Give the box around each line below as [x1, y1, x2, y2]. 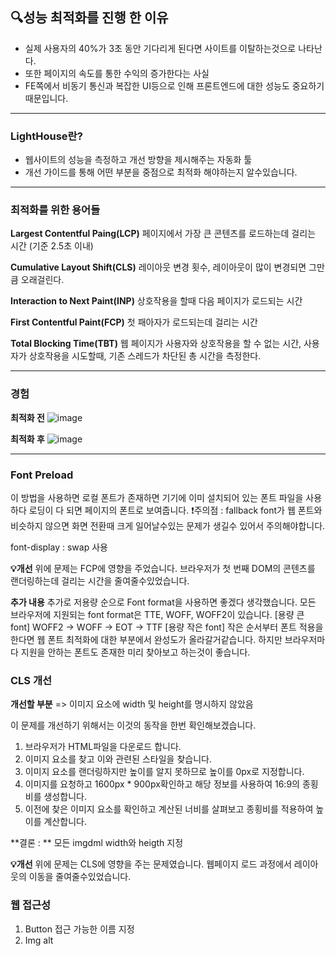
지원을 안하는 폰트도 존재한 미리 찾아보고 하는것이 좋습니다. [20, 646, 251, 658]
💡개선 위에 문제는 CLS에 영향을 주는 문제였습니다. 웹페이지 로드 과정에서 [10, 858, 292, 870]
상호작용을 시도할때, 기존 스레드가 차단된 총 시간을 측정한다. [28, 350, 262, 362]
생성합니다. [43, 791, 87, 803]
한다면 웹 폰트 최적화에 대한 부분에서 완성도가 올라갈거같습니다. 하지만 [10, 634, 283, 645]
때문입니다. [24, 92, 69, 104]
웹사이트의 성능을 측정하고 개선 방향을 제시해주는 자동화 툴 [24, 154, 253, 166]
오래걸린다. [20, 274, 65, 286]
